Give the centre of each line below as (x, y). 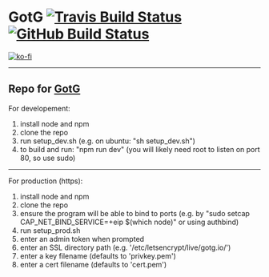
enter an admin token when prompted (82, 239)
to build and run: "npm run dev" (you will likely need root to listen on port (140, 149)
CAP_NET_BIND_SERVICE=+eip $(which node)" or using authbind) (129, 222)
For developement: (39, 108)
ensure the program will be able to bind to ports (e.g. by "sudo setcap (135, 213)
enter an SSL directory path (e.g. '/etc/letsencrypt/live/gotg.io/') (125, 247)
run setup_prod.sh (50, 230)
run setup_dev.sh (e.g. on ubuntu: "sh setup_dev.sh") (108, 141)
